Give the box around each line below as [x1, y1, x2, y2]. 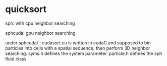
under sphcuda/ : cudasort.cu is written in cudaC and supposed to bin [5, 39, 151, 46]
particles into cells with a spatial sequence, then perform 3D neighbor [5, 45, 150, 51]
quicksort [5, 4, 47, 15]
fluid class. [5, 55, 28, 61]
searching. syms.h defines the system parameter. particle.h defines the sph [5, 50, 162, 56]
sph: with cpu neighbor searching [5, 20, 75, 26]
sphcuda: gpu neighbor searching [5, 30, 76, 36]
